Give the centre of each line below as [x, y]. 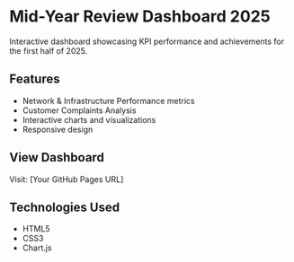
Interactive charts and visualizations [89, 119]
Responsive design [58, 129]
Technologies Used [64, 207]
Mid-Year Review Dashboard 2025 [140, 17]
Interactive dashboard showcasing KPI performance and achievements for [147, 41]
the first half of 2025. [49, 50]
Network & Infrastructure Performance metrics [108, 100]
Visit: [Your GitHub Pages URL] [67, 179]
